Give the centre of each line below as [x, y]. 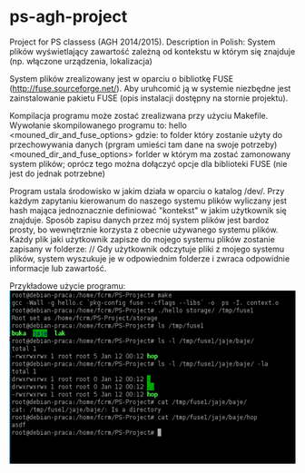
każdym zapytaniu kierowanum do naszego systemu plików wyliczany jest [148, 201]
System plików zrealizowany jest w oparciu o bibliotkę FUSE [122, 78]
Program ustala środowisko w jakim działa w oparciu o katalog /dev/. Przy [147, 191]
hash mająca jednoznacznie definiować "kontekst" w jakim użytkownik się [148, 210]
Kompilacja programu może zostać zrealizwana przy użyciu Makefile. [139, 115]
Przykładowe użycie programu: [68, 286]
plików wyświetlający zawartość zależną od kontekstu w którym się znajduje [152, 51]
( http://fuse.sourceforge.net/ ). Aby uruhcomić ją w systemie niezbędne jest [150, 88]
